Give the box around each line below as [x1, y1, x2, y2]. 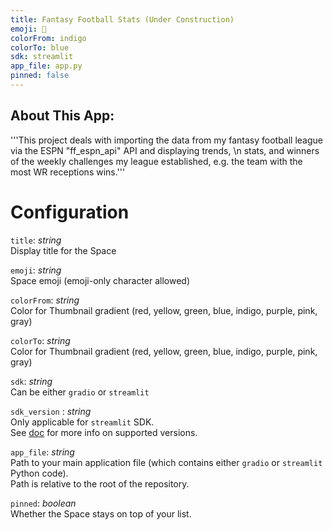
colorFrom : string [10, 294, 80, 306]
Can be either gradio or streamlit [10, 386, 150, 398]
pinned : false [10, 71, 70, 81]
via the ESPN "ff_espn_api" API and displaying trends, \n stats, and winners [10, 144, 320, 156]
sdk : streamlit [10, 52, 74, 62]
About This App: [10, 107, 115, 125]
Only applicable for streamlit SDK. [10, 416, 155, 428]
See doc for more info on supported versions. [10, 426, 198, 438]
